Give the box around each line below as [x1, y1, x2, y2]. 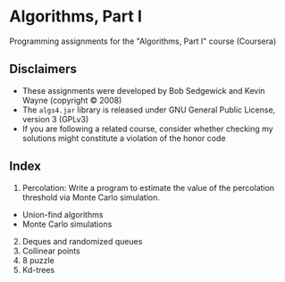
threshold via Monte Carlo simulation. [21, 192, 161, 203]
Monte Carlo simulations [21, 219, 113, 229]
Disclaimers [9, 62, 78, 77]
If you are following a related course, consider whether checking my [21, 123, 274, 134]
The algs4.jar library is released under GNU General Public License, [21, 104, 276, 115]
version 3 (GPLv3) [21, 113, 89, 124]
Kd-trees [21, 264, 55, 275]
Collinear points [21, 245, 80, 256]
